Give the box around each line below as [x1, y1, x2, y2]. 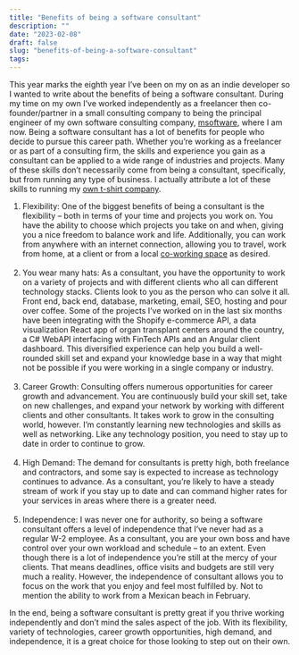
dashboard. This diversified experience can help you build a [21, 343, 243, 354]
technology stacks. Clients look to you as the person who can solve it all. [21, 287, 290, 297]
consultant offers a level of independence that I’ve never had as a [21, 524, 264, 534]
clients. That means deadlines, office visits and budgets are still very [21, 562, 275, 572]
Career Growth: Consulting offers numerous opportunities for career [21, 382, 274, 391]
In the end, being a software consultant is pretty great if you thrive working [9, 608, 285, 617]
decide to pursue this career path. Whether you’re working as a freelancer [9, 136, 282, 147]
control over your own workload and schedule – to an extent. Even [21, 542, 266, 553]
